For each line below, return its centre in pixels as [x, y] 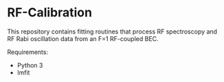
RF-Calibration [50, 13]
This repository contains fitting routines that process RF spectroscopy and [112, 31]
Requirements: [27, 52]
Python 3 [30, 65]
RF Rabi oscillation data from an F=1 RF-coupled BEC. [83, 38]
